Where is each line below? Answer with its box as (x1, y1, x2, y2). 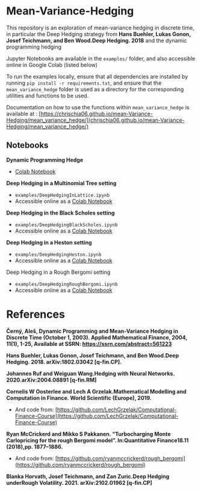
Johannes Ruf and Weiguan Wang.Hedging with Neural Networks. (6, 369, 175, 377)
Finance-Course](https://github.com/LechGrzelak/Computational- (14, 412, 179, 419)
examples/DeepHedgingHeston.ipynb (14, 251, 102, 258)
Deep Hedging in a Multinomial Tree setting (6, 179, 117, 187)
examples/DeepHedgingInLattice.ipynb (14, 192, 110, 198)
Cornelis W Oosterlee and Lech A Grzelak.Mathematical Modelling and (6, 387, 187, 395)
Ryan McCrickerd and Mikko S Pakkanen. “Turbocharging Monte (6, 430, 172, 437)
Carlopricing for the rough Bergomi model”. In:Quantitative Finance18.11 (6, 437, 189, 444)
